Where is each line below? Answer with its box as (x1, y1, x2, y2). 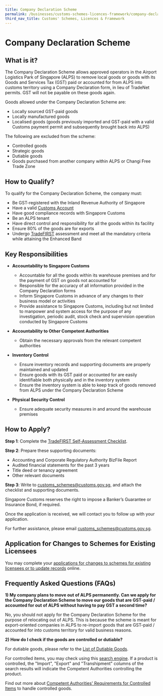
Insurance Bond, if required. (5, 501, 61, 507)
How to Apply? (5, 425, 50, 433)
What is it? (5, 56, 38, 65)
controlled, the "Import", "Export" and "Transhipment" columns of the (5, 661, 144, 666)
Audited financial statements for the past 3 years (12, 462, 110, 468)
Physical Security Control (12, 397, 65, 402)
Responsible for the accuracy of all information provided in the (19, 282, 145, 288)
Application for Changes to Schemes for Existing (5, 540, 156, 548)
